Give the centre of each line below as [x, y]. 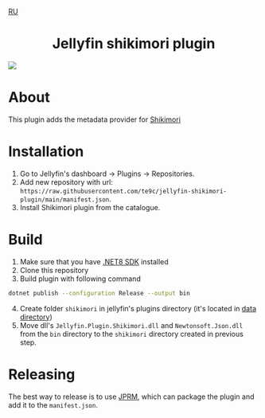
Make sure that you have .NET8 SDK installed [94, 261]
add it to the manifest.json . [53, 404]
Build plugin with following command [80, 279]
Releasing [42, 374]
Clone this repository [54, 270]
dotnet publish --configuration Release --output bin [99, 293]
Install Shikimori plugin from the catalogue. [90, 207]
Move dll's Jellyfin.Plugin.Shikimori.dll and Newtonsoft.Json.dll [131, 325]
